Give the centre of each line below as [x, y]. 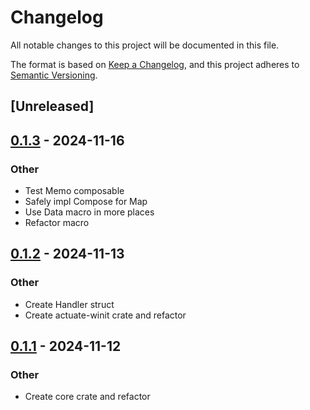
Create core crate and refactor [87, 397]
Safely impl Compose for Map [86, 202]
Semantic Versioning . [54, 75]
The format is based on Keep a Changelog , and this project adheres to [155, 64]
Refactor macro [57, 223]
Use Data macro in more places [89, 212]
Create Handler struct [69, 304]
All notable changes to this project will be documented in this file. [145, 45]
